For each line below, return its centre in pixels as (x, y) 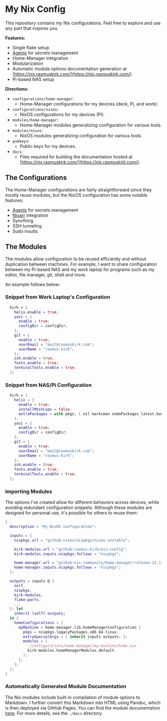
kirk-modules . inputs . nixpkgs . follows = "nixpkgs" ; (68, 554)
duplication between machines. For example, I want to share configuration (81, 264)
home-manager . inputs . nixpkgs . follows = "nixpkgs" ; (68, 568)
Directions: (17, 89)
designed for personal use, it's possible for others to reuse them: (72, 513)
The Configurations (36, 178)
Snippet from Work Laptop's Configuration (58, 297)
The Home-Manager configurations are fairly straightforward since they (79, 190)
